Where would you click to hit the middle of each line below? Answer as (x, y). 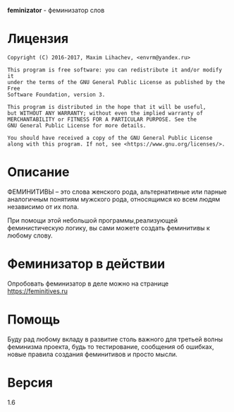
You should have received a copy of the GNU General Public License (110, 138)
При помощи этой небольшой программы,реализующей (93, 220)
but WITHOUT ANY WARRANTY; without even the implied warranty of (105, 113)
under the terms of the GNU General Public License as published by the (116, 82)
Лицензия (38, 39)
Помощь (34, 319)
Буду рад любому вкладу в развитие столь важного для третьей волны (115, 339)
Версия (30, 383)
